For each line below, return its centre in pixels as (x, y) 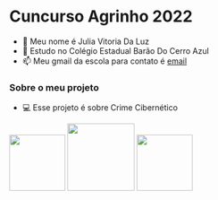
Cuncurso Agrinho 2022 (101, 17)
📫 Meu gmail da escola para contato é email (105, 61)
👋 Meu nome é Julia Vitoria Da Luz (86, 41)
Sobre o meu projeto (54, 87)
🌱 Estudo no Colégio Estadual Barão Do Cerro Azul (116, 50)
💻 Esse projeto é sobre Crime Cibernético (100, 108)
